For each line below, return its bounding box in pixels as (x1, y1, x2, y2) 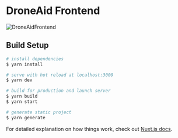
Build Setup (6, 40, 49, 50)
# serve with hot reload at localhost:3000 (6, 72, 114, 78)
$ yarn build (6, 94, 38, 99)
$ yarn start (6, 99, 38, 105)
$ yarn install (6, 61, 43, 67)
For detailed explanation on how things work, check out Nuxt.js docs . (6, 125, 173, 132)
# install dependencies (6, 56, 64, 62)
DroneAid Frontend (6, 4, 100, 18)
